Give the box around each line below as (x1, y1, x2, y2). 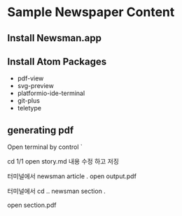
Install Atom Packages (7, 55, 107, 67)
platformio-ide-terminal (17, 89, 85, 98)
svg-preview (17, 82, 54, 90)
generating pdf (7, 124, 74, 136)
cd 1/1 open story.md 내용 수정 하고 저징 (7, 157, 119, 166)
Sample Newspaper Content (7, 4, 175, 20)
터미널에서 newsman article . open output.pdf (7, 172, 136, 180)
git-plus (17, 96, 41, 105)
